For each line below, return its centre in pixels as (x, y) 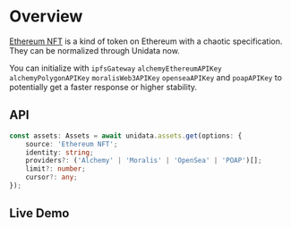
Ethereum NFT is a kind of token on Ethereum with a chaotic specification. (146, 41)
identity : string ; (60, 152)
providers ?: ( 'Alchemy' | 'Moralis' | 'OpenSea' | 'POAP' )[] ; (144, 161)
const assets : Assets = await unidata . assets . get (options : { (126, 136)
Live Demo (39, 213)
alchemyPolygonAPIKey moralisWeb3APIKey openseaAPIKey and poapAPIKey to (145, 77)
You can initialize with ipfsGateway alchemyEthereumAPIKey (116, 68)
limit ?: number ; (56, 169)
